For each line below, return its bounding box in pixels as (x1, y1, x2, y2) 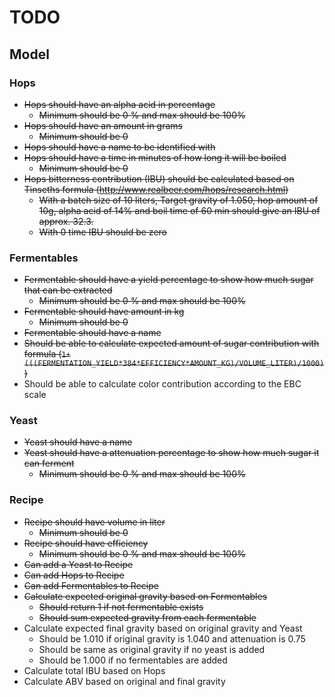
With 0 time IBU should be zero (38, 226, 167, 238)
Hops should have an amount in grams (23, 119, 183, 131)
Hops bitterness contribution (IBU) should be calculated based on (23, 172, 295, 185)
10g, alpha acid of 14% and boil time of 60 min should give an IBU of (38, 204, 321, 216)
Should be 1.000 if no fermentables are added (38, 654, 228, 666)
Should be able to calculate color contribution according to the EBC (23, 378, 302, 390)
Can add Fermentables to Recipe (23, 579, 159, 591)
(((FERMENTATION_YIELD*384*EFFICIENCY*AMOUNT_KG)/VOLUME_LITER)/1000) (23, 359, 325, 369)
